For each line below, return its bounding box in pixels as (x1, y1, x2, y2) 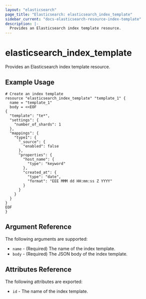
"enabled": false (23, 144, 59, 149)
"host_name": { (23, 156, 55, 162)
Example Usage (5, 78, 55, 87)
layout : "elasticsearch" (5, 7, 57, 12)
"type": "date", (27, 174, 61, 179)
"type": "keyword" (27, 161, 66, 166)
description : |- (5, 21, 39, 26)
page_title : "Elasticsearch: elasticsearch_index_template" (5, 12, 133, 17)
